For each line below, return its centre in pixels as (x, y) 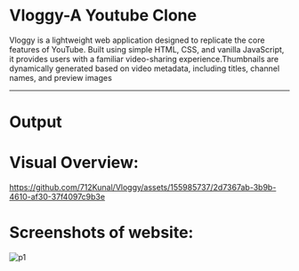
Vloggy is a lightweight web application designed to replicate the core (137, 40)
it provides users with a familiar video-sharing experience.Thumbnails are (144, 59)
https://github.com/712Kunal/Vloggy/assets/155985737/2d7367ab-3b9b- (143, 187)
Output (36, 122)
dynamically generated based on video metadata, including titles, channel (145, 68)
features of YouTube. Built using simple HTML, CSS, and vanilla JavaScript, (147, 49)
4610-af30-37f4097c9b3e (57, 197)
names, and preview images (61, 77)
